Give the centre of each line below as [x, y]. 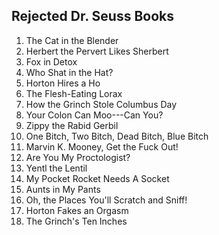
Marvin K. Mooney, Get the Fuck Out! [102, 146]
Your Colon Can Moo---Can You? [94, 115]
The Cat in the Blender [72, 40]
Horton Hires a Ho [63, 83]
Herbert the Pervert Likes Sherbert [97, 51]
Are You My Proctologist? [78, 157]
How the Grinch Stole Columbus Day [101, 104]
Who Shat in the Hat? [69, 72]
